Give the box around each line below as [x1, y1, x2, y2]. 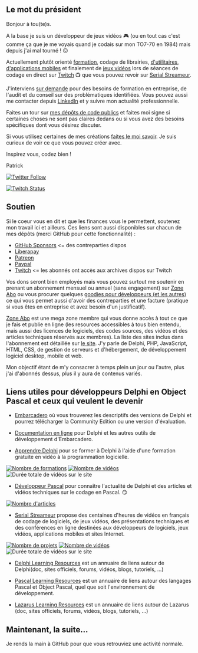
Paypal [14, 260, 32, 267]
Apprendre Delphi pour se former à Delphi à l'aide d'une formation [14, 447, 176, 454]
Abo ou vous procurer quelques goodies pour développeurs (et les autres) [6, 290, 187, 297]
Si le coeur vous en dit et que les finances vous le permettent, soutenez [6, 218, 180, 225]
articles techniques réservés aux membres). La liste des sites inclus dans [6, 333, 184, 340]
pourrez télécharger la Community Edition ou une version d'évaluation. [14, 418, 187, 425]
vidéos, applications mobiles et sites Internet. [14, 530, 125, 537]
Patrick [6, 162, 24, 169]
